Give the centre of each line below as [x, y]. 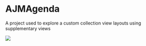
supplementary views [28, 28]
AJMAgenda [33, 9]
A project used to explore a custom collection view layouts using [73, 23]
